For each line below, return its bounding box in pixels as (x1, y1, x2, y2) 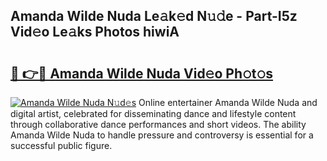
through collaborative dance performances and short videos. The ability (10, 119, 307, 130)
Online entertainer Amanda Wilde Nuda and (138, 97, 318, 108)
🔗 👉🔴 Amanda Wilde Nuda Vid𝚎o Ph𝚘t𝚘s (10, 65, 274, 82)
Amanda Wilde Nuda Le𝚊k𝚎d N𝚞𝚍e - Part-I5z (10, 8, 298, 25)
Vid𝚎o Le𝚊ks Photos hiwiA (10, 24, 180, 41)
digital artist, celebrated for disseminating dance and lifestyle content (10, 108, 297, 119)
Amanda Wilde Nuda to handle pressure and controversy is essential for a (10, 129, 314, 141)
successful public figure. (10, 140, 113, 151)
